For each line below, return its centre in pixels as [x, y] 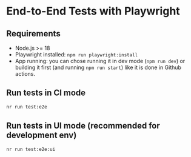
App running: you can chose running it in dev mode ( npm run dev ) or [100, 61]
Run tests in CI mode [46, 93]
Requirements [33, 34]
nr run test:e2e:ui [31, 149]
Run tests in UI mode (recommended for [83, 126]
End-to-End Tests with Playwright [93, 11]
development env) [42, 135]
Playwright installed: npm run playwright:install [76, 55]
